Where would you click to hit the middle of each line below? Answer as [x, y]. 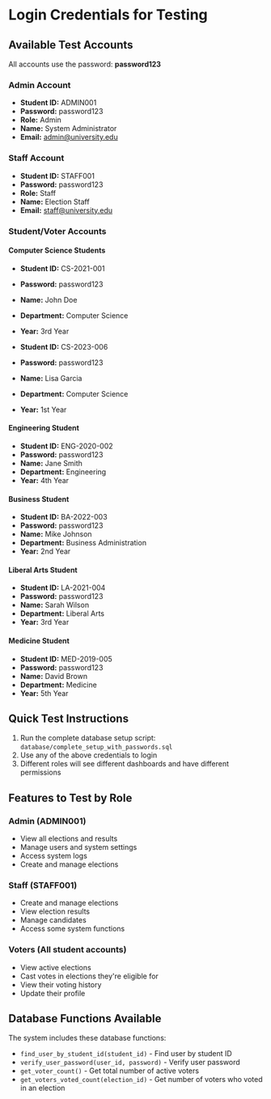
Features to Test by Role [70, 798]
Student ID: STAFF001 [57, 176]
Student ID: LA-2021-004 [63, 588]
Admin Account [40, 85]
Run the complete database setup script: [88, 738]
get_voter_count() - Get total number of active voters [110, 1071]
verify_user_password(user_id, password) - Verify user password [130, 1063]
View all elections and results [69, 838]
